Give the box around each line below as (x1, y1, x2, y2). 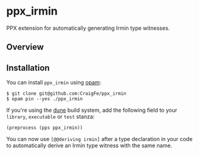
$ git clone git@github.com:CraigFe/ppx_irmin (6, 91, 127, 97)
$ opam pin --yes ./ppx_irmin (6, 96, 83, 102)
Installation (6, 63, 50, 73)
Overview (6, 42, 44, 52)
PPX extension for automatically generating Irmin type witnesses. (6, 24, 170, 32)
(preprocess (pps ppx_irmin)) (6, 125, 83, 131)
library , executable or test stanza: (6, 113, 95, 120)
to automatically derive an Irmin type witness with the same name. (6, 142, 172, 150)
